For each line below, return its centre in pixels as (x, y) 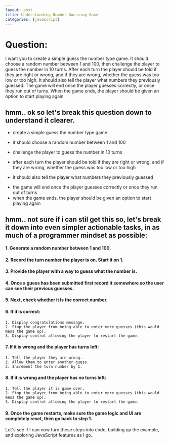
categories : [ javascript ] (32, 19)
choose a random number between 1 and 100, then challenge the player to (82, 64)
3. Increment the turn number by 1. (44, 366)
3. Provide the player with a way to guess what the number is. (71, 271)
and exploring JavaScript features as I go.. (49, 435)
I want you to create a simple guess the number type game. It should (77, 58)
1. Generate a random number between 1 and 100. (58, 248)
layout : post (19, 10)
